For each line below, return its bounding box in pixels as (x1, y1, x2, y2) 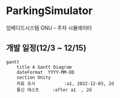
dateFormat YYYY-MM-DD (16, 69, 75, 75)
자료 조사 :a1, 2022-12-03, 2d (16, 80, 114, 86)
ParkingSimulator (6, 4, 93, 18)
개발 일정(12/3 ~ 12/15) (6, 43, 87, 53)
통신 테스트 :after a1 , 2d (16, 87, 92, 93)
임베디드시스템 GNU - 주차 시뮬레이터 (6, 24, 92, 31)
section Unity (16, 75, 51, 80)
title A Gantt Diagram (16, 64, 72, 70)
